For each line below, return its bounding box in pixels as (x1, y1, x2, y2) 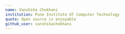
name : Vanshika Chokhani (5, 7, 58, 12)
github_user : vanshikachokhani (5, 21, 72, 26)
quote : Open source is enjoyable (5, 16, 77, 21)
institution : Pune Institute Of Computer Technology (5, 12, 120, 17)
